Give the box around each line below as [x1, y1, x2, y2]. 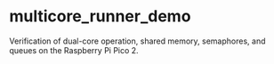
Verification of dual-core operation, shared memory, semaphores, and [9, 36, 266, 46]
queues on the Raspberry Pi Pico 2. [9, 44, 140, 55]
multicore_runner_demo [9, 6, 191, 27]
